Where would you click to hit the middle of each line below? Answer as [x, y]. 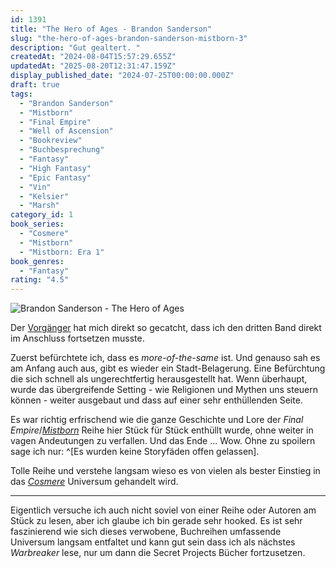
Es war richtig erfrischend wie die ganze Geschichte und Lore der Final [157, 420]
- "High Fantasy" [55, 168]
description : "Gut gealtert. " [75, 47]
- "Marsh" [39, 206]
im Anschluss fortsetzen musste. [77, 338]
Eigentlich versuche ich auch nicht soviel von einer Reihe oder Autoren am [163, 510]
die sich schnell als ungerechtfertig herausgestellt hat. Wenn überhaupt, [159, 379]
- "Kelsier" [44, 196]
